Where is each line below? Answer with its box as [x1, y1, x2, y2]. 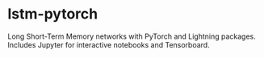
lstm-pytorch [7, 5, 98, 23]
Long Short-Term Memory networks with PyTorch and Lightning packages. [7, 31, 256, 41]
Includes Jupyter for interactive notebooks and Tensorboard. [7, 39, 211, 49]
